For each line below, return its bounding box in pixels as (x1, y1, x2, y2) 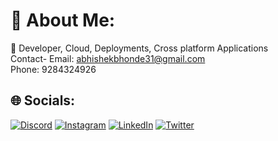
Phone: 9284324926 (10, 63, 97, 75)
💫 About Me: (10, 9, 116, 32)
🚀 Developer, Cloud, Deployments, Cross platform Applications (10, 42, 269, 54)
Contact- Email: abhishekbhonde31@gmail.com (10, 52, 206, 64)
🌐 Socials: (10, 92, 76, 109)
